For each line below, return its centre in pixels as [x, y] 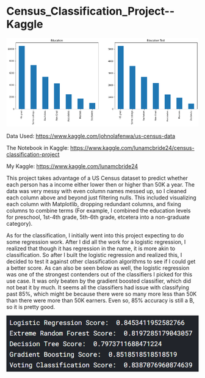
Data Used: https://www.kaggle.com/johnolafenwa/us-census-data [91, 136]
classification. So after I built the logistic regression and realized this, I [94, 255]
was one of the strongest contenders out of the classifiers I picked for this [99, 275]
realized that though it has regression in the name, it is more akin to [91, 248]
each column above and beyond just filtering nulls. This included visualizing [101, 198]
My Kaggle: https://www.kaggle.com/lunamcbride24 [72, 166]
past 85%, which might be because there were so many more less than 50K [102, 294]
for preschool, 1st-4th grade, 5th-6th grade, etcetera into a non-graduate [98, 217]
